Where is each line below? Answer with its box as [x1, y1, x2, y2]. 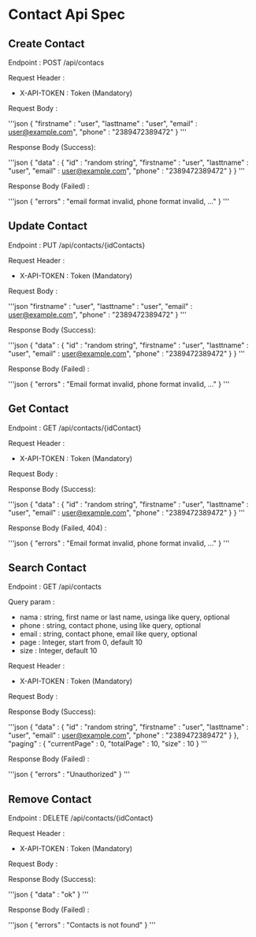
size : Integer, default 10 [19, 646, 98, 656]
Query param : [8, 597, 55, 607]
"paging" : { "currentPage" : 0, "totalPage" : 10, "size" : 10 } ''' [8, 739, 207, 749]
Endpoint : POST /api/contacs [8, 58, 105, 67]
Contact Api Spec [8, 6, 126, 24]
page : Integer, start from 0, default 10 [19, 638, 143, 647]
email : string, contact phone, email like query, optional [19, 629, 198, 639]
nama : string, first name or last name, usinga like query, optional [19, 612, 230, 622]
